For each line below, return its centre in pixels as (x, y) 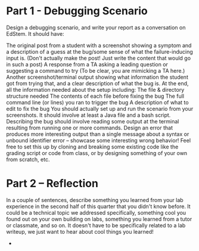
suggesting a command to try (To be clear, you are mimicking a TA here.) (96, 70)
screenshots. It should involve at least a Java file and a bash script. (88, 115)
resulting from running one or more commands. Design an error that (89, 128)
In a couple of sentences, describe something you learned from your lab (95, 200)
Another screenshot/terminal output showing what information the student (97, 77)
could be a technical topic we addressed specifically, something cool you (96, 212)
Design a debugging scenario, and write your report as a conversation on (96, 27)
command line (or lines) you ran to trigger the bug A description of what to (97, 102)
